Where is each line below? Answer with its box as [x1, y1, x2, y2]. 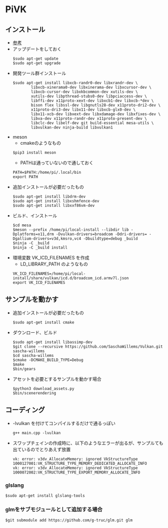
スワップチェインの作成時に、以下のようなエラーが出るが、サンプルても [12, 440, 163, 446]
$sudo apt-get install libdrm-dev [12, 194, 86, 199]
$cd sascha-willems [12, 353, 54, 358]
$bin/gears [12, 366, 36, 372]
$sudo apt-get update [12, 56, 58, 61]
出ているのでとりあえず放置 [12, 446, 71, 452]
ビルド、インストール [12, 213, 57, 219]
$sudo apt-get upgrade [12, 61, 61, 66]
